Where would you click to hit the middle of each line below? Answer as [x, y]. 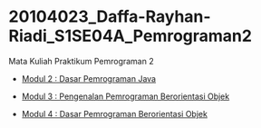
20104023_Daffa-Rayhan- [110, 17]
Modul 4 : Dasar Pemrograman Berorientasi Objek [114, 113]
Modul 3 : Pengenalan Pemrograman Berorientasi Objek [126, 96]
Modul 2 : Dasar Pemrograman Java [88, 78]
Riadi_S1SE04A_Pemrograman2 [130, 36]
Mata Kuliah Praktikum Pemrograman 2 [82, 61]
